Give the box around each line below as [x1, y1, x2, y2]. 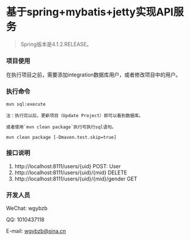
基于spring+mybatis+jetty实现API [6, 5, 174, 19]
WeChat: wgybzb [6, 205, 48, 212]
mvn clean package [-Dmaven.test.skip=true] [6, 134, 117, 140]
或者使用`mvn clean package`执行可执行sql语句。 [6, 124, 117, 130]
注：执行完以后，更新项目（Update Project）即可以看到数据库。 [6, 112, 144, 118]
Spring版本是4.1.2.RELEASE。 [20, 41, 92, 48]
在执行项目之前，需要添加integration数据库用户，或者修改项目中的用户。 [6, 71, 181, 78]
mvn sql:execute [6, 101, 46, 107]
